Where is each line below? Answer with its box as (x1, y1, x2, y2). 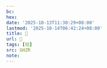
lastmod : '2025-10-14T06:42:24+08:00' (6, 25, 103, 31)
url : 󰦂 (6, 36, 23, 42)
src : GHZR (6, 47, 31, 53)
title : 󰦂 (6, 31, 28, 37)
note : (6, 53, 20, 59)
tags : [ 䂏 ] (6, 42, 33, 48)
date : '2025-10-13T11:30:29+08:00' (6, 20, 95, 25)
